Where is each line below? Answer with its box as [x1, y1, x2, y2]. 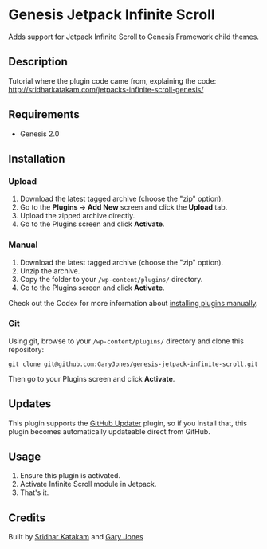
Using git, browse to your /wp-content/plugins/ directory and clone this [8, 336, 245, 346]
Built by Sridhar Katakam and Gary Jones [8, 532, 143, 542]
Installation [8, 151, 65, 165]
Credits [8, 511, 46, 524]
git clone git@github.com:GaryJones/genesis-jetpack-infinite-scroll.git [8, 360, 259, 368]
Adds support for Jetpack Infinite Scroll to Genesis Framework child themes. [8, 32, 259, 41]
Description [8, 55, 68, 69]
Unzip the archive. [19, 265, 80, 276]
